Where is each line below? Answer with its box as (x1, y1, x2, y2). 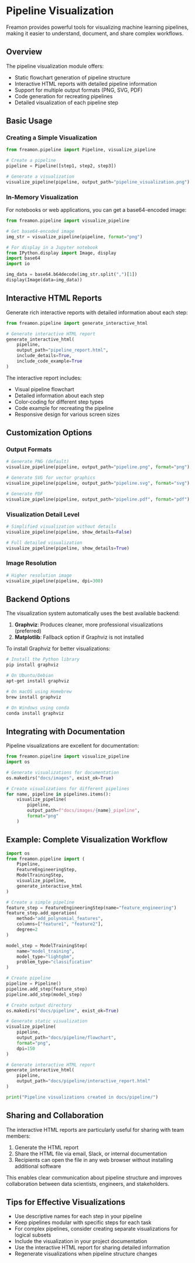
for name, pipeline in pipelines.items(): (6, 791, 111, 797)
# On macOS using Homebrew (6, 688, 72, 695)
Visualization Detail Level (6, 510, 80, 518)
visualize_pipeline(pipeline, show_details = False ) (6, 529, 132, 535)
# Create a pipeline (6, 158, 57, 164)
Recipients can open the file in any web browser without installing (14, 1156, 173, 1163)
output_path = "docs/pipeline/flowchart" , (16, 1035, 117, 1041)
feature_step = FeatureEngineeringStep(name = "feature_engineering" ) (6, 905, 177, 911)
